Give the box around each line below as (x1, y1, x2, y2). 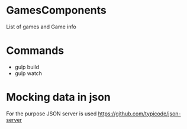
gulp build (14, 63, 40, 70)
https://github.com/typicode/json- (98, 110, 181, 117)
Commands (6, 44, 65, 57)
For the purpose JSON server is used (6, 110, 97, 117)
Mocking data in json (6, 91, 111, 104)
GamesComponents (6, 4, 107, 17)
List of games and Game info (6, 23, 77, 30)
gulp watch (14, 69, 43, 77)
